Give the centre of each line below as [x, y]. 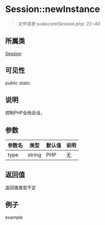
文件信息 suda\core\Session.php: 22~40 [59, 24]
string [34, 155]
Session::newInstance [53, 9]
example [14, 217]
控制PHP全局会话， [25, 113]
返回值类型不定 [20, 187]
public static [18, 83]
